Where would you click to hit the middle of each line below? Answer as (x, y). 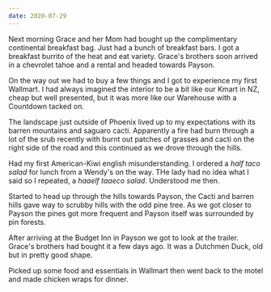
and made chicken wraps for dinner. (68, 279)
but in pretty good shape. (51, 255)
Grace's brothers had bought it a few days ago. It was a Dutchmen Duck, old (136, 246)
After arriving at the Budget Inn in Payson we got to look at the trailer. (124, 237)
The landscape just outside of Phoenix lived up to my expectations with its (132, 121)
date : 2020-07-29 (38, 16)
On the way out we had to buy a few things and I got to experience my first (133, 80)
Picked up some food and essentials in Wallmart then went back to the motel (136, 270)
